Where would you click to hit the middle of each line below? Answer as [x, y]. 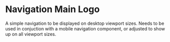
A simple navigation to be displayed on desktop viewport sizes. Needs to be [85, 23]
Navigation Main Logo [53, 9]
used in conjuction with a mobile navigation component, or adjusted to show [85, 28]
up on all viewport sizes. [31, 34]
